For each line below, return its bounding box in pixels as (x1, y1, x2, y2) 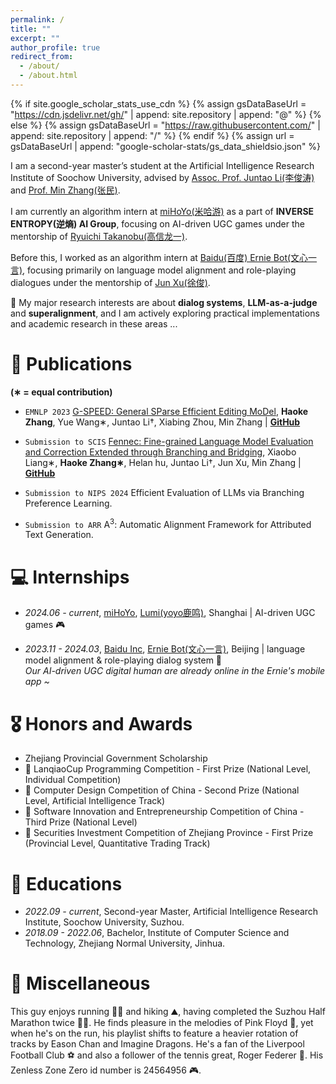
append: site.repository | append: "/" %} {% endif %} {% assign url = (10, 129, 295, 141)
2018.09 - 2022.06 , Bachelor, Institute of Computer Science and (24, 927, 290, 939)
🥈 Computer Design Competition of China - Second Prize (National (24, 784, 300, 796)
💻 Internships (10, 566, 130, 588)
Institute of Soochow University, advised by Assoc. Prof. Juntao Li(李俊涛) (10, 171, 315, 183)
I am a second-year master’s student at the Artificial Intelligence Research (10, 159, 315, 171)
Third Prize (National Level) (24, 816, 138, 828)
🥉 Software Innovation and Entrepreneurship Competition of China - (24, 806, 305, 818)
